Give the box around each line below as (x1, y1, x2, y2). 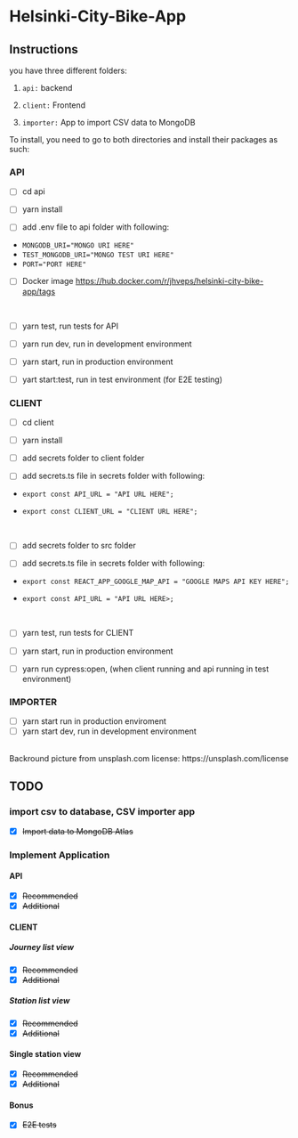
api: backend (21, 83, 73, 93)
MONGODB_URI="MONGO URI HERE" (21, 241, 135, 250)
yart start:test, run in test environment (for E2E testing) (21, 374, 222, 385)
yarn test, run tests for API (21, 321, 118, 331)
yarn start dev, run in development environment (21, 726, 197, 736)
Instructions (9, 42, 78, 57)
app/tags (21, 286, 56, 297)
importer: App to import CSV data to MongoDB (21, 118, 196, 127)
